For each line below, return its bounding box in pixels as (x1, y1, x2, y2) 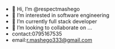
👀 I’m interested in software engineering (11, 12, 110, 19)
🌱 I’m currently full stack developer (11, 18, 98, 24)
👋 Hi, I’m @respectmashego (11, 6, 80, 12)
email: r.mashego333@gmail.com (11, 37, 92, 43)
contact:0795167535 (11, 30, 62, 37)
